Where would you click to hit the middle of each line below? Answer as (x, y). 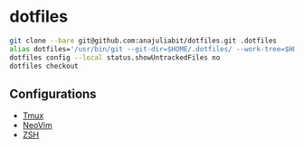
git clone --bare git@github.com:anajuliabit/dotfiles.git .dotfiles (143, 41)
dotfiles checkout (44, 66)
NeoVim (37, 125)
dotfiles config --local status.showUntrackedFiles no (115, 57)
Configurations (53, 93)
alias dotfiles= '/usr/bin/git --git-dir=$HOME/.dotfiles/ (121, 49)
